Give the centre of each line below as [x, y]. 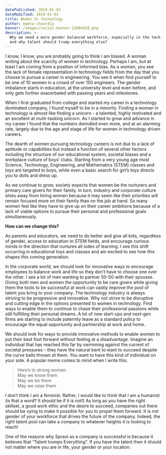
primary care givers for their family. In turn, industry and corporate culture [81, 190]
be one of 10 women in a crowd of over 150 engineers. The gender [73, 82]
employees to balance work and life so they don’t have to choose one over [81, 272]
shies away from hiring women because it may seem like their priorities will [82, 195]
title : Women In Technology [34, 19]
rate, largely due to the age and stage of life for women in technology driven [83, 129]
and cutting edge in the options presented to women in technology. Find [79, 303]
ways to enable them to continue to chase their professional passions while [82, 308]
